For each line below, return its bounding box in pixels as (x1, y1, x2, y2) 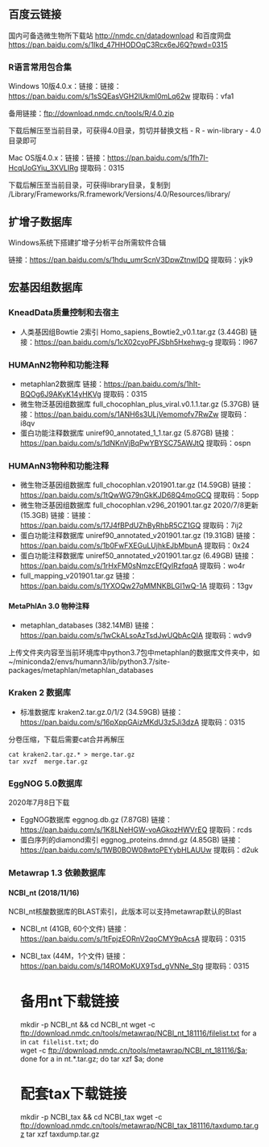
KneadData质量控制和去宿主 (8, 307, 119, 318)
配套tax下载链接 (19, 1085, 127, 1103)
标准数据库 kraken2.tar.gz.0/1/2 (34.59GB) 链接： (19, 707, 184, 716)
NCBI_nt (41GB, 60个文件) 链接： (19, 924, 129, 934)
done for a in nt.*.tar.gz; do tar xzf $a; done (19, 1054, 163, 1064)
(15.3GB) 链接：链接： (19, 510, 93, 520)
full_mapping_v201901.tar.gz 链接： (19, 571, 138, 581)
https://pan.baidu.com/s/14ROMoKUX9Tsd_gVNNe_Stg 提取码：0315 (19, 961, 250, 971)
